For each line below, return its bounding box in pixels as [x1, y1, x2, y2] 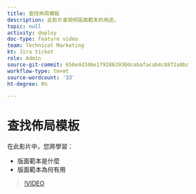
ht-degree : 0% [7, 80, 48, 87]
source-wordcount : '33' [7, 74, 76, 81]
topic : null [7, 23, 41, 30]
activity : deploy [7, 29, 57, 36]
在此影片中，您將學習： [7, 142, 74, 151]
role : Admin [7, 55, 41, 62]
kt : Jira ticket [7, 49, 54, 56]
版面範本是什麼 [17, 157, 60, 165]
